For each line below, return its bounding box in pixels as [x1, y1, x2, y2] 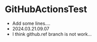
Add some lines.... [12, 20, 51, 26]
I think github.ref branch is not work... [12, 31, 92, 37]
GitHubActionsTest [5, 4, 87, 15]
